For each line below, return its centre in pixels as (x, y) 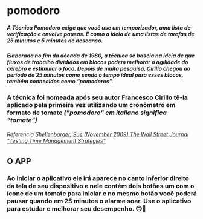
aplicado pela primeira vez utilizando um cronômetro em (91, 105)
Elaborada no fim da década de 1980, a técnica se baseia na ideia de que (101, 56)
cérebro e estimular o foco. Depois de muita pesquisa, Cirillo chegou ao (99, 69)
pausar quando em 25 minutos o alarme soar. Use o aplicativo (99, 201)
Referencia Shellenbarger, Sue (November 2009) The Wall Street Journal (98, 134)
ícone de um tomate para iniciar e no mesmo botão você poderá (102, 193)
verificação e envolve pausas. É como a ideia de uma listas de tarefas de (101, 34)
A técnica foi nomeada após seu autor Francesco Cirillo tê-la (97, 97)
